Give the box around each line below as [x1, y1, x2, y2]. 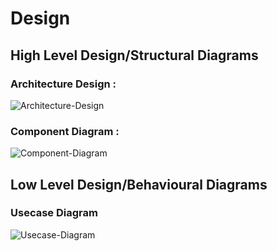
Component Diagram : [10, 124, 120, 138]
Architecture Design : [10, 77, 117, 91]
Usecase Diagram [10, 206, 98, 220]
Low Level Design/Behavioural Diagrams [10, 176, 268, 193]
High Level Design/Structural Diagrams [10, 47, 259, 64]
